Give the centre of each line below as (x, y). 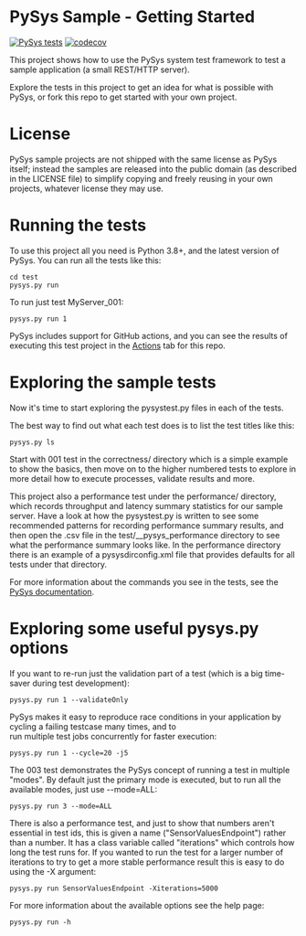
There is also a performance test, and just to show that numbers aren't (142, 823)
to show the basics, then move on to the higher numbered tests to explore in (153, 469)
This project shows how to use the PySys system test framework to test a (148, 59)
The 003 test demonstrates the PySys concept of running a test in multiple (150, 770)
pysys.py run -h (40, 922)
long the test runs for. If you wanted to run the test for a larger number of (147, 852)
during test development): (81, 683)
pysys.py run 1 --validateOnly (69, 700)
